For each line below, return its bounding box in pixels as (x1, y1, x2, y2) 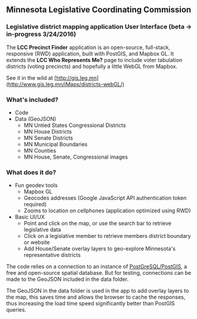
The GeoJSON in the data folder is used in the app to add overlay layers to (6, 287, 189, 295)
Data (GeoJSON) (14, 115, 57, 122)
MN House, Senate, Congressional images (23, 153, 128, 160)
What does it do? (6, 168, 57, 176)
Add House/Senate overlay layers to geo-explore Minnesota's (23, 245, 176, 252)
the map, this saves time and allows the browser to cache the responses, (6, 293, 186, 301)
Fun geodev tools (14, 182, 58, 189)
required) (23, 201, 47, 208)
